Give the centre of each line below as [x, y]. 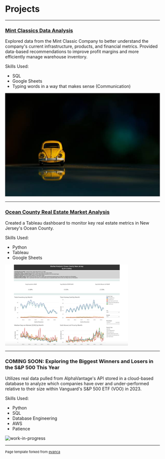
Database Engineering [35, 418]
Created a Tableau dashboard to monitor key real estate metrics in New [77, 223]
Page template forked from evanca [33, 452]
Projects [23, 9]
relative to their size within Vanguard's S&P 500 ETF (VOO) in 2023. [73, 389]
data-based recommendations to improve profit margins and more [72, 52]
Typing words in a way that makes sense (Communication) [71, 86]
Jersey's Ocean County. [29, 228]
